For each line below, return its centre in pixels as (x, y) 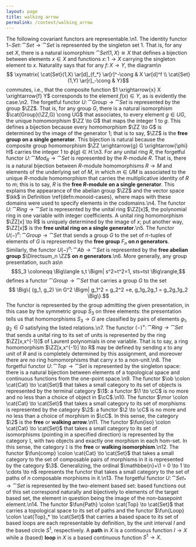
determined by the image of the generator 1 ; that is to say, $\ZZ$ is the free (97, 133)
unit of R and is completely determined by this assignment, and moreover (94, 354)
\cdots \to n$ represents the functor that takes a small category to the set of (98, 472)
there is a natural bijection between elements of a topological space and (93, 373)
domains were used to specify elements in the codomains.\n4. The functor (96, 203)
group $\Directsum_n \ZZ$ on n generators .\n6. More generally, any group (97, 256)
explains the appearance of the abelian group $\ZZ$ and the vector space (95, 190)
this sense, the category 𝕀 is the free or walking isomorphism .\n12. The (92, 447)
